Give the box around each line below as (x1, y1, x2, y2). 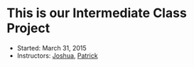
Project (6, 20, 50, 36)
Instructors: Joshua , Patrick (16, 51, 98, 60)
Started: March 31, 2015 (16, 43, 87, 52)
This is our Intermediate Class (6, 5, 188, 21)
